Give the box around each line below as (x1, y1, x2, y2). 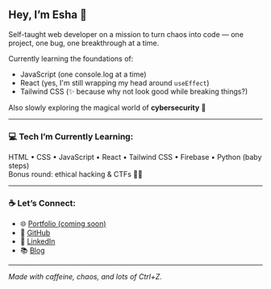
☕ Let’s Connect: (8, 198, 77, 209)
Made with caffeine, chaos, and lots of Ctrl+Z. (8, 272, 163, 282)
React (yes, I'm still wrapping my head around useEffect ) (19, 77, 210, 87)
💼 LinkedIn (19, 237, 56, 246)
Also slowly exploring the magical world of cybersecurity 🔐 (8, 103, 206, 112)
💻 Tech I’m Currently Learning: (8, 131, 134, 142)
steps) (8, 161, 30, 170)
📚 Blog (19, 245, 45, 255)
